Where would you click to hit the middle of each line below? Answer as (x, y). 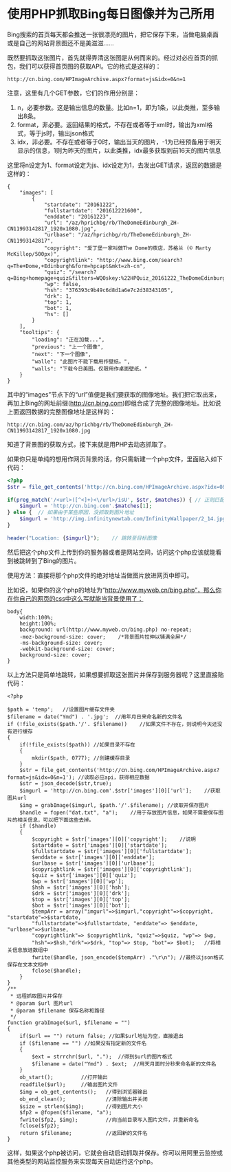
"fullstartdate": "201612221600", (93, 210)
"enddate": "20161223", (78, 217)
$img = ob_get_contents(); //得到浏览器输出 (84, 1092)
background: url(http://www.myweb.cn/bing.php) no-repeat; (106, 630)
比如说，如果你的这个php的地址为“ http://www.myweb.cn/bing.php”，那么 (111, 590)
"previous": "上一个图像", (68, 347)
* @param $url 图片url (42, 1003)
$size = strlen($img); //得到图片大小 (81, 1106)
